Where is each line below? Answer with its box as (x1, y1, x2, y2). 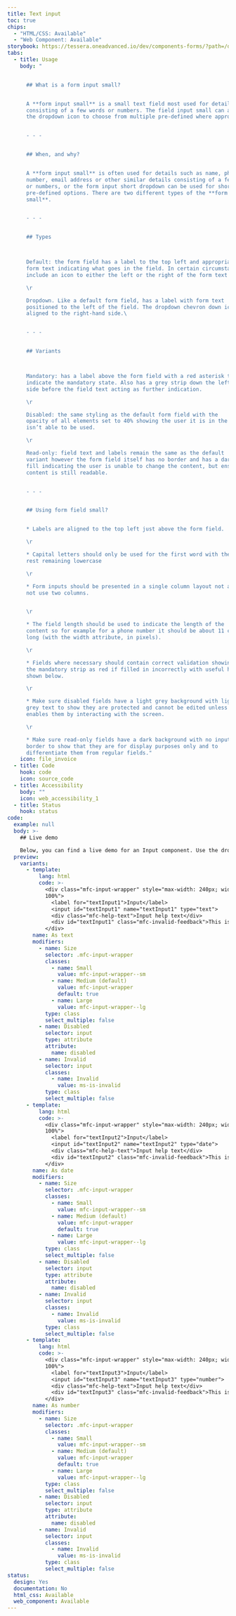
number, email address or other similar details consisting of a (25, 176, 221, 183)
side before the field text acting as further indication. (25, 386, 202, 393)
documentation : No (13, 1585, 68, 1592)
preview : (13, 853, 39, 861)
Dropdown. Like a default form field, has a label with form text (25, 297, 225, 304)
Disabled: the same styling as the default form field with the (25, 411, 218, 418)
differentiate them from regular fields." (25, 749, 152, 756)
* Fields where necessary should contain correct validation (25, 659, 209, 666)
